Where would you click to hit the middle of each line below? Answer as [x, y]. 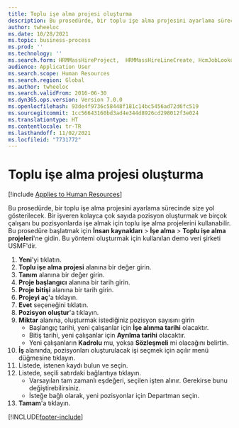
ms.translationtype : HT [43, 119]
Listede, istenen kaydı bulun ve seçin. [73, 365]
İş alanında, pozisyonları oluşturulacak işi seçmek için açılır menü [113, 351]
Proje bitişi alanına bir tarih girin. [66, 290]
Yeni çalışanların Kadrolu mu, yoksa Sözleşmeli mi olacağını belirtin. [129, 343]
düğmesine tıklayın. [47, 358]
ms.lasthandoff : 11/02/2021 [50, 133]
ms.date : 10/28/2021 [39, 34]
